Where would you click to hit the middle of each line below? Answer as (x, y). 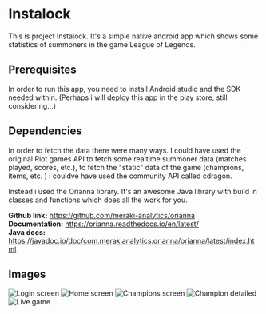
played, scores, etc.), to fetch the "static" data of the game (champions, (126, 167)
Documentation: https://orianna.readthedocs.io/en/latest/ (104, 224)
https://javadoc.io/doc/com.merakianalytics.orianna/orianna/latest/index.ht (131, 240)
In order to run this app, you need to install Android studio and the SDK (125, 89)
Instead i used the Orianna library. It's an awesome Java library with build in (133, 191)
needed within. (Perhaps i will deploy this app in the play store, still (118, 97)
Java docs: (27, 232)
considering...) (32, 105)
